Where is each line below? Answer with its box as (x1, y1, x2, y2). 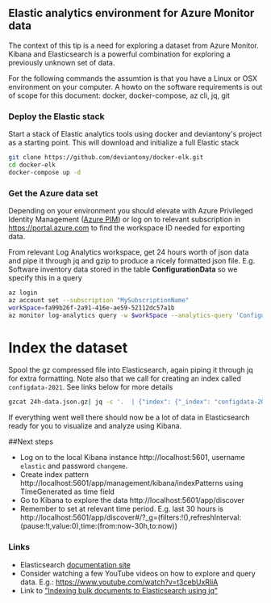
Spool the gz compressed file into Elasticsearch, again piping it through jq (8, 365, 253, 375)
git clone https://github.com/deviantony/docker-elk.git (8, 154, 204, 162)
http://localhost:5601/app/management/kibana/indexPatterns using (19, 479, 244, 488)
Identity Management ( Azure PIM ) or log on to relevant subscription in (8, 214, 240, 225)
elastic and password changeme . (19, 461, 128, 471)
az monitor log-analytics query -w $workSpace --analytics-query (8, 311, 232, 319)
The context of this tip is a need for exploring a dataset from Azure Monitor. (8, 40, 260, 50)
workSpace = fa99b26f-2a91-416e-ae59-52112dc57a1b (8, 303, 175, 312)
